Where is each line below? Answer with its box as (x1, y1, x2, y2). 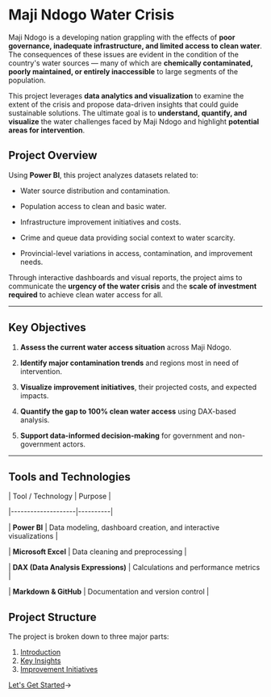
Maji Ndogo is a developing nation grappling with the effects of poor (8, 32, 236, 42)
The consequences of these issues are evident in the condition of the (8, 49, 240, 59)
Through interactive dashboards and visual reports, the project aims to (8, 272, 243, 282)
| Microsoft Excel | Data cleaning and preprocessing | (8, 547, 187, 556)
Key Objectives (8, 321, 86, 334)
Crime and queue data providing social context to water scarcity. (19, 233, 236, 242)
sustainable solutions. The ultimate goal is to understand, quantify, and (8, 107, 248, 118)
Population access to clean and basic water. (19, 201, 167, 211)
